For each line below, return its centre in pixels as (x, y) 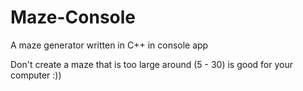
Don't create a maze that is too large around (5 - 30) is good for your (151, 64)
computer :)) (36, 75)
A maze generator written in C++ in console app (109, 45)
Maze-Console (73, 17)
